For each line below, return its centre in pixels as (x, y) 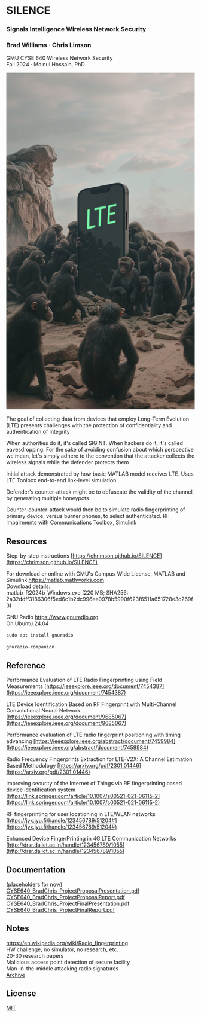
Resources (27, 541)
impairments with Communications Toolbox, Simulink (71, 523)
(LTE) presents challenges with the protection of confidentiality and (89, 425)
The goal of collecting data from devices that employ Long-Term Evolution (98, 419)
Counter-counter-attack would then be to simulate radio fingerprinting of (96, 510)
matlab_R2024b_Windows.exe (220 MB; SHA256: (67, 593)
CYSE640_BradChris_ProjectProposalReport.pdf (66, 897)
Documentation (36, 870)
